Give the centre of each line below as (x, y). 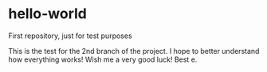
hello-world (48, 14)
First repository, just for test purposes (71, 36)
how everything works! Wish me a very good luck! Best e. (103, 59)
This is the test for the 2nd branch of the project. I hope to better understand (134, 51)
